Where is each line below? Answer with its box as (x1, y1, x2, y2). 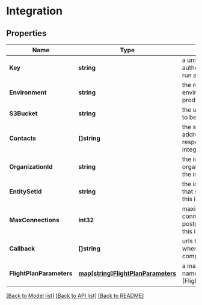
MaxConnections (9, 216, 60, 224)
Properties (6, 28, 47, 38)
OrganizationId (9, 163, 53, 171)
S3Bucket (9, 109, 38, 118)
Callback (9, 244, 35, 253)
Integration (6, 4, 63, 18)
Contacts (9, 134, 36, 142)
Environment (9, 88, 47, 97)
